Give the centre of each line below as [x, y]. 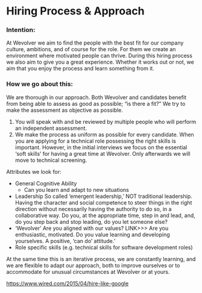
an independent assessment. [51, 128]
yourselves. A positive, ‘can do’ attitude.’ [65, 241]
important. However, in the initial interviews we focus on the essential [101, 147]
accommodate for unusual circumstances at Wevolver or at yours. [88, 271]
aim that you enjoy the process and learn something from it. [80, 69]
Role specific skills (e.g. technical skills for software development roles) [104, 247]
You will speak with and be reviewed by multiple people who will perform [106, 122]
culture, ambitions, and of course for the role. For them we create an [91, 49]
